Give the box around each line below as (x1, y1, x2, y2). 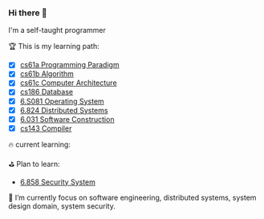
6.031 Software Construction (19, 114, 115, 124)
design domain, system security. (8, 201, 116, 211)
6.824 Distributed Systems (19, 105, 108, 115)
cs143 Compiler (19, 124, 72, 133)
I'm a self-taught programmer (8, 26, 106, 35)
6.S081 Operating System (19, 96, 104, 106)
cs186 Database (19, 87, 74, 97)
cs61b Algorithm (19, 69, 75, 79)
